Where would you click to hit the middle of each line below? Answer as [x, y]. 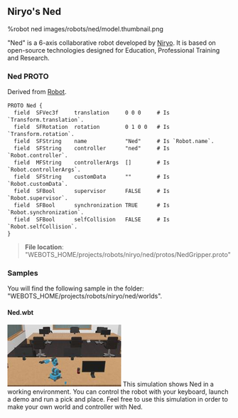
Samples [23, 273]
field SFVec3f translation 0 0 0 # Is [92, 113]
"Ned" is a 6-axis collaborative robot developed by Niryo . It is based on [112, 43]
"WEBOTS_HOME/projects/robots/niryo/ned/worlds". [85, 296]
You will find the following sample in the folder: [76, 288]
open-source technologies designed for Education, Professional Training [114, 50]
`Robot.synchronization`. [45, 213]
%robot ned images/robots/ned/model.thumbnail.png [85, 28]
